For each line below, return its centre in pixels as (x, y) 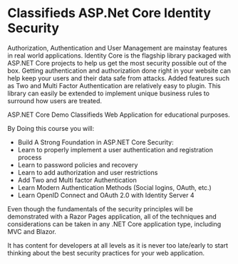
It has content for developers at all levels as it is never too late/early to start (118, 245)
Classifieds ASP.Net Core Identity (109, 13)
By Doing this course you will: (51, 128)
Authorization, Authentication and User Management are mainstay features (118, 48)
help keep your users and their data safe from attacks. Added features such (119, 78)
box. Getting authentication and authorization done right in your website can (119, 70)
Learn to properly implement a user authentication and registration (115, 149)
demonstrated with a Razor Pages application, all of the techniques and (112, 216)
